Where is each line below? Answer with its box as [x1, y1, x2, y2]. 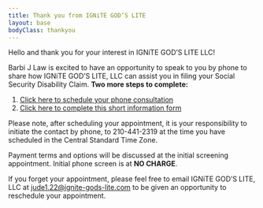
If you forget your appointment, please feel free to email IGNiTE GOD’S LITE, [8, 174, 256, 184]
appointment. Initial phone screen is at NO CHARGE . [8, 159, 178, 169]
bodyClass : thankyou [8, 26, 76, 34]
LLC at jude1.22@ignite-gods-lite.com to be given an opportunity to [8, 183, 227, 192]
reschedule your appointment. [8, 191, 106, 201]
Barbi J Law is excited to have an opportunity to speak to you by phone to [8, 63, 248, 72]
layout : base [8, 19, 51, 27]
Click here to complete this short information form [19, 103, 182, 113]
